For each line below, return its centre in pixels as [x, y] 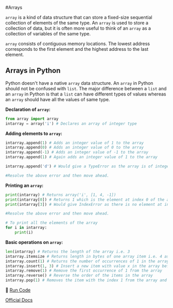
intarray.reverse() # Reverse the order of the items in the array [79, 276]
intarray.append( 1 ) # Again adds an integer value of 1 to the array [82, 157]
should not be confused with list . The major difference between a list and [86, 88]
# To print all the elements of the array [51, 223]
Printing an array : [24, 185]
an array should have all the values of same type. [58, 99]
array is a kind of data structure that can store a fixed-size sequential [79, 17]
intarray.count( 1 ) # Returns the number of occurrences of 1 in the [80, 261]
